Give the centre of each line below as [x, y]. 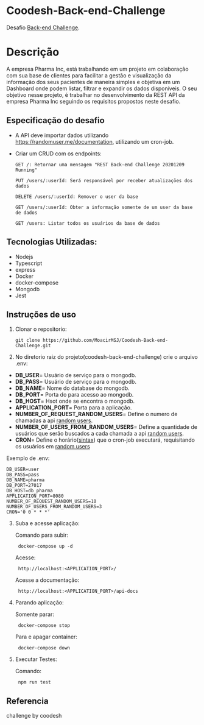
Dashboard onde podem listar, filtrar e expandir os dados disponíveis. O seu [102, 88]
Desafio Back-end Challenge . [43, 27]
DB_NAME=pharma [26, 480]
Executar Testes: [36, 659]
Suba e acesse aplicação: [47, 523]
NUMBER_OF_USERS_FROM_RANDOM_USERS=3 [54, 507]
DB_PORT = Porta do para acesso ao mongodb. [74, 395]
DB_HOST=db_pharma [30, 491]
